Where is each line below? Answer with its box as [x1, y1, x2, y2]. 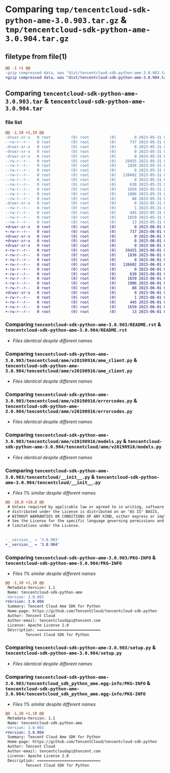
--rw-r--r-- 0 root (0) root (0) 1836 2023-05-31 [5, 163, 162, 168]
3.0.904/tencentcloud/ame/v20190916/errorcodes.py [5, 409, 133, 414]
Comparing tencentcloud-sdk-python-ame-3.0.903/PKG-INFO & [5, 554, 156, 561]
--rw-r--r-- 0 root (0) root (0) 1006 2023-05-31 [5, 191, 162, 196]
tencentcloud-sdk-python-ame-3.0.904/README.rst [5, 328, 127, 333]
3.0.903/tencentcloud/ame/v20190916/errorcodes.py [5, 398, 133, 403]
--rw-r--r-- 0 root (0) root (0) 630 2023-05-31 [5, 182, 162, 187]
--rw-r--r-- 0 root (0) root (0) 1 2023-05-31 [5, 206, 162, 211]
